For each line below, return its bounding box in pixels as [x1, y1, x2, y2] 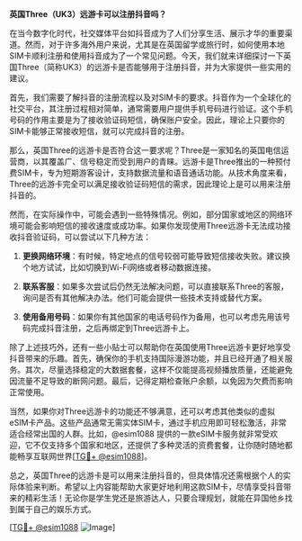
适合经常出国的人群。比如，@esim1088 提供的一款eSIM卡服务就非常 [9, 428, 262, 439]
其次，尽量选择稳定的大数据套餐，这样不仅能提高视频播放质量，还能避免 [24, 365, 293, 374]
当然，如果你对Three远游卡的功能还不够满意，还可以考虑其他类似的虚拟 [9, 406, 276, 417]
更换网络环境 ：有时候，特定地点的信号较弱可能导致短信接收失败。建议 [22, 251, 283, 261]
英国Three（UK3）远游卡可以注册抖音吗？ [9, 9, 167, 19]
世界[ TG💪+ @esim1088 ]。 [56, 451, 153, 462]
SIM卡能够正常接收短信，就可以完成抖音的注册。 [9, 126, 190, 136]
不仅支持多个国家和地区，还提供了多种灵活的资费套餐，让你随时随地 [32, 440, 285, 450]
